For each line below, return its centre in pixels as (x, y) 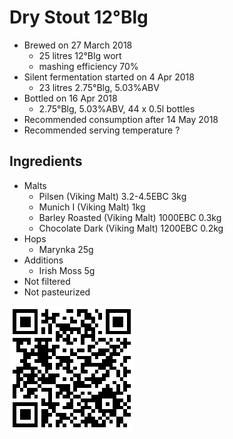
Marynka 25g (66, 249)
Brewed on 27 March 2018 (78, 45)
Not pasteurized (57, 292)
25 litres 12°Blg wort (80, 55)
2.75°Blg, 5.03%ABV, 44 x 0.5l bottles (117, 108)
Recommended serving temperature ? (102, 130)
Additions (43, 260)
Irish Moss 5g (67, 270)
